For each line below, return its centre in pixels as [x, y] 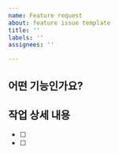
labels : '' [26, 38]
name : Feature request [45, 15]
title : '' [24, 30]
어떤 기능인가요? [46, 86]
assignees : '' [31, 45]
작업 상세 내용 [39, 115]
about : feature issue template [59, 23]
